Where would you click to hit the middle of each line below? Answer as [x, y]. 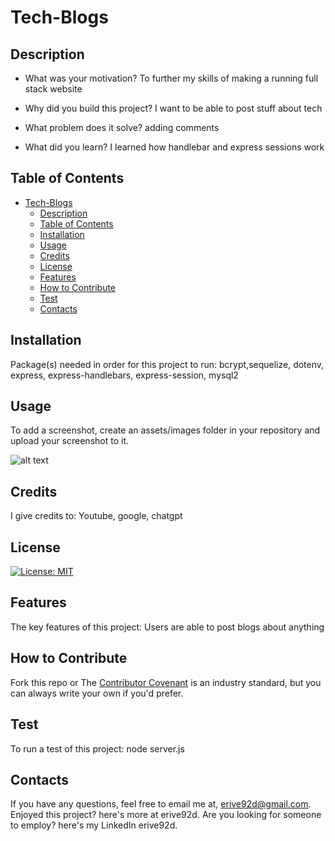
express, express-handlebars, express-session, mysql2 [124, 375]
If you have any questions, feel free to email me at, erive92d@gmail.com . [161, 804]
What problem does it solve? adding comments [122, 127]
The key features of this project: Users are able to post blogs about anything [167, 627]
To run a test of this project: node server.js [97, 748]
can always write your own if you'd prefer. [97, 693]
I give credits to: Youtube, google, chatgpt [96, 516]
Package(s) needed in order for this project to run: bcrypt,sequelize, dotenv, [167, 364]
